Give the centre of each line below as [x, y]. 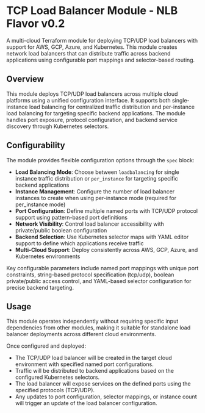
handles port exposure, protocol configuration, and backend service [92, 120]
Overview [25, 79]
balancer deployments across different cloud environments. [81, 334]
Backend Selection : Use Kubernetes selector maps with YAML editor [102, 237]
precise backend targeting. [40, 287]
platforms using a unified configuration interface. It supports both [88, 100]
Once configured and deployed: [46, 346]
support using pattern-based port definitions [71, 217]
